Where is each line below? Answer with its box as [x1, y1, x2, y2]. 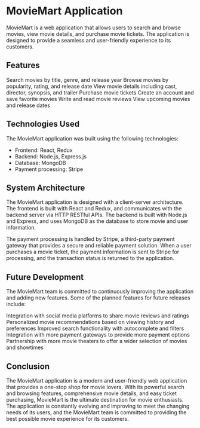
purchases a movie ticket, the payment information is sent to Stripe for [6, 248, 180, 255]
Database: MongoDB [14, 159, 66, 166]
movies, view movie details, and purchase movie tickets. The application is [6, 30, 190, 37]
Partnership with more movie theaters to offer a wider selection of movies [6, 338, 187, 345]
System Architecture [6, 182, 85, 192]
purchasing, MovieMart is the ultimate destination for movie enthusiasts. [6, 396, 184, 403]
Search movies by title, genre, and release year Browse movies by [6, 76, 169, 83]
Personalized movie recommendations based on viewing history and [6, 319, 174, 326]
